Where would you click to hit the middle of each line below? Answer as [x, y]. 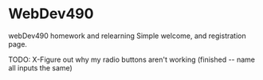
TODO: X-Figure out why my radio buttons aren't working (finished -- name [132, 59]
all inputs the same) [41, 67]
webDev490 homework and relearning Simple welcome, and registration [127, 36]
